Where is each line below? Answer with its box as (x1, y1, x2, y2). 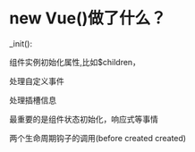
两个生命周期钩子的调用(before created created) (9, 132, 186, 143)
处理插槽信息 (9, 95, 56, 106)
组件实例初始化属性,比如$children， (9, 56, 141, 67)
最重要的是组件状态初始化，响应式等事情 (9, 114, 158, 124)
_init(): (9, 38, 33, 49)
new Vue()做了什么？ (9, 8, 167, 29)
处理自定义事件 (9, 75, 64, 86)
